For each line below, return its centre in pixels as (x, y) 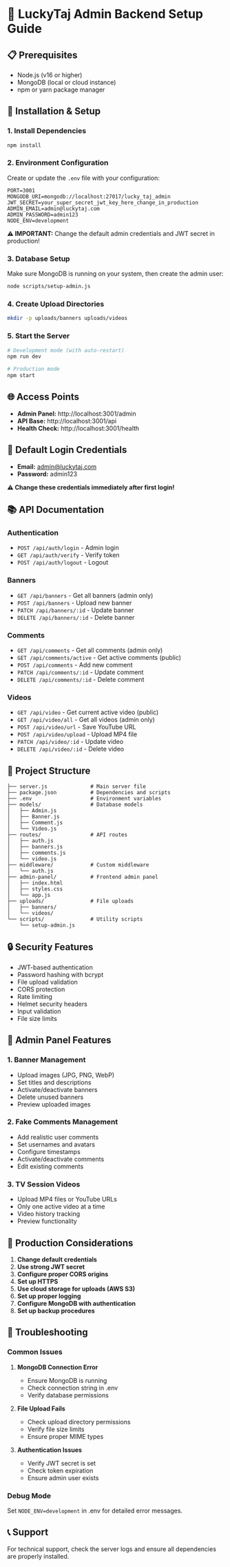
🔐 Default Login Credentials (67, 450)
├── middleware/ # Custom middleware (78, 865)
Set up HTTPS (38, 1281)
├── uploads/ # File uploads (71, 901)
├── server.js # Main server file (77, 787)
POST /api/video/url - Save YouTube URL (76, 727)
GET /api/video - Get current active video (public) (88, 712)
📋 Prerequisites (42, 55)
